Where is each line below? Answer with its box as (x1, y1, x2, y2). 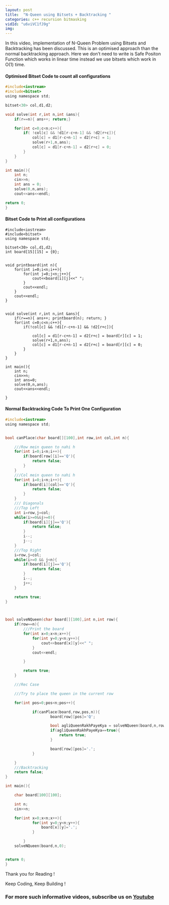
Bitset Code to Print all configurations (5, 216, 86, 222)
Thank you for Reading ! (5, 871, 55, 877)
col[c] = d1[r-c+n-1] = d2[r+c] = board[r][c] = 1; (32, 333, 143, 339)
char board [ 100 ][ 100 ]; (14, 793, 62, 798)
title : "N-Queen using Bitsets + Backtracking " (5, 12, 112, 17)
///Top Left (14, 505, 39, 510)
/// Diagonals (14, 501, 44, 506)
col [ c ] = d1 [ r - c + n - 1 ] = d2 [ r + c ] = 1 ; (32, 135, 112, 140)
